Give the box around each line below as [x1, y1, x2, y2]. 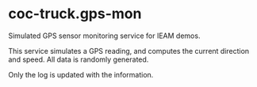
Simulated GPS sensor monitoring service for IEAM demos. [8, 31, 201, 40]
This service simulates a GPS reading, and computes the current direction [8, 46, 250, 55]
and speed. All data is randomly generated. [8, 55, 149, 64]
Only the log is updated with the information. [8, 70, 154, 79]
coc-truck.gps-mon [8, 5, 142, 23]
